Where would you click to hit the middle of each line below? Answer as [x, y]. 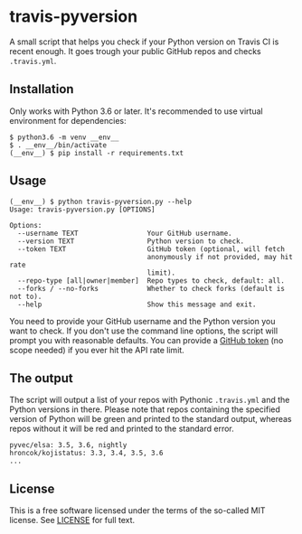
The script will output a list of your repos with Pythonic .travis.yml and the [150, 400]
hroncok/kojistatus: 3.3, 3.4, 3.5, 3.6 [87, 454]
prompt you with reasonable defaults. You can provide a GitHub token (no [146, 340]
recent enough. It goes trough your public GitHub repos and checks [136, 51]
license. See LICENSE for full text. [72, 520]
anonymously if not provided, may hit [220, 257]
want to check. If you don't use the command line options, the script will [144, 331]
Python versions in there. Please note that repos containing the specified [145, 409]
